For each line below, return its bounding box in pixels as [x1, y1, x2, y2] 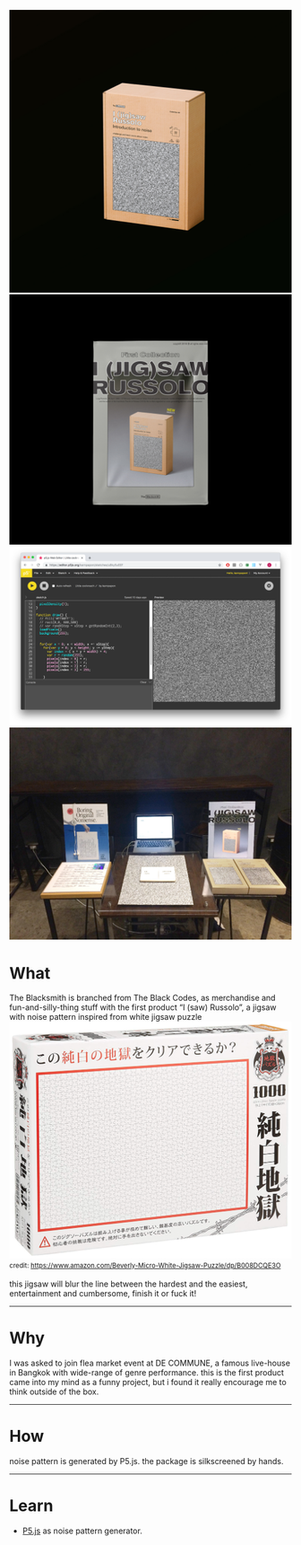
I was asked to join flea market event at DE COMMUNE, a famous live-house [9, 1357, 291, 1368]
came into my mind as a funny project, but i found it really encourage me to [9, 1377, 287, 1387]
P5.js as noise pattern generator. [21, 1525, 143, 1536]
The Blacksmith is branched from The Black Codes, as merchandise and [9, 993, 276, 1004]
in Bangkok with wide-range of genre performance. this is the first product [9, 1367, 285, 1378]
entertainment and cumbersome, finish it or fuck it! [9, 1288, 197, 1299]
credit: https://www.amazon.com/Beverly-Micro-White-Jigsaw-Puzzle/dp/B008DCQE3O [9, 1261, 281, 1270]
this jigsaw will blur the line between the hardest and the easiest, [9, 1278, 248, 1289]
